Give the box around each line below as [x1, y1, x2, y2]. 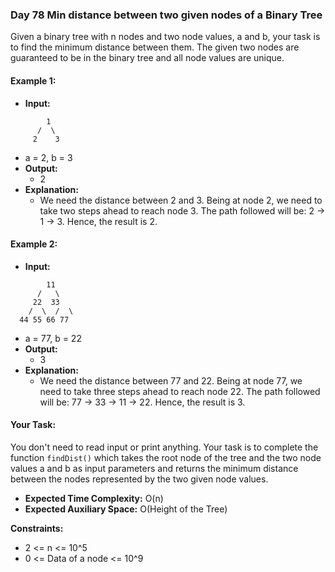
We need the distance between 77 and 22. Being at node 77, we [39, 374, 303, 387]
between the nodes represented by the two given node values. [10, 473, 269, 485]
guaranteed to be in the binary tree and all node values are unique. [10, 52, 285, 64]
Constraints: [10, 522, 64, 534]
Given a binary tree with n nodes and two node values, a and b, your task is [10, 31, 321, 43]
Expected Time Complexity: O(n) [24, 492, 164, 504]
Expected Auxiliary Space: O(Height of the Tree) [24, 503, 228, 515]
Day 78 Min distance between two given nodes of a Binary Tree [10, 8, 323, 22]
